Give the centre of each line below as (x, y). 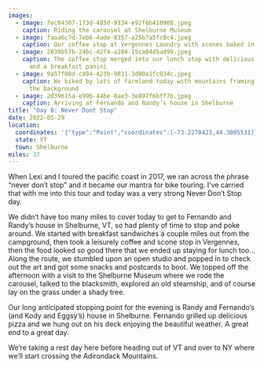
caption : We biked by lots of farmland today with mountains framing (139, 81)
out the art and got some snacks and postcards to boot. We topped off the (128, 267)
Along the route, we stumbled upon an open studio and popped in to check (130, 259)
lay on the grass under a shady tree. (67, 293)
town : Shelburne (42, 147)
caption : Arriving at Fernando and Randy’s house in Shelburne (128, 103)
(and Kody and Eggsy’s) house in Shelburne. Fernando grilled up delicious (128, 316)
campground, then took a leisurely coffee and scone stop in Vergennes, (124, 242)
